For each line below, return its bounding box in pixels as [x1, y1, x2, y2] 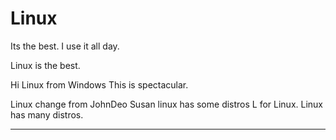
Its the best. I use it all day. [10, 40, 120, 52]
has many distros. [10, 108, 84, 121]
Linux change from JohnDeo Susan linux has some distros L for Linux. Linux [10, 98, 324, 110]
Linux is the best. [10, 59, 81, 71]
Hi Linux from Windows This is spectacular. [10, 78, 189, 91]
